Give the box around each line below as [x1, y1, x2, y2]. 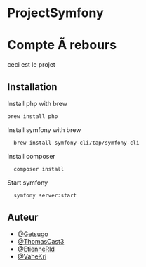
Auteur [7, 211, 39, 223]
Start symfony [7, 178, 48, 187]
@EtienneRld [17, 245, 55, 254]
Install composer [7, 152, 56, 160]
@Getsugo [17, 230, 49, 238]
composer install [13, 165, 65, 173]
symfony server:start [13, 192, 77, 199]
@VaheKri [17, 252, 47, 261]
